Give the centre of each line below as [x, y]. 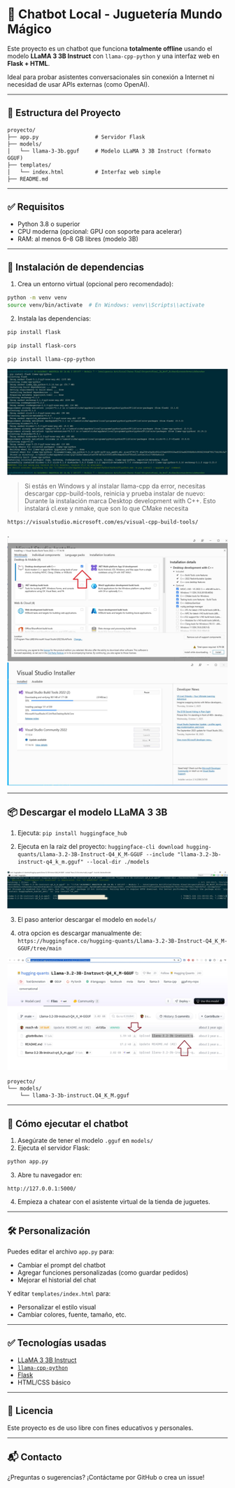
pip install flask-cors [42, 346]
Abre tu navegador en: [50, 1175]
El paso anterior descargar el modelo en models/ [87, 920]
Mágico [30, 29]
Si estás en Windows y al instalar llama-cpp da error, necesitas [115, 486]
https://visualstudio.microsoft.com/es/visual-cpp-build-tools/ [103, 522]
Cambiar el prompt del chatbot [62, 1265]
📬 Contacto [35, 1457]
